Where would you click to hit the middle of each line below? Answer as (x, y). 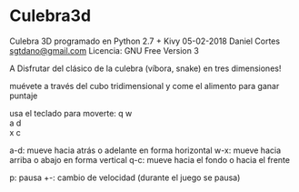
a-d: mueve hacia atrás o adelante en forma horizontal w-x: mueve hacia (145, 150)
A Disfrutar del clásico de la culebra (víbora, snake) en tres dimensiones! (145, 68)
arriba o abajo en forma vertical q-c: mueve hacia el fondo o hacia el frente (150, 159)
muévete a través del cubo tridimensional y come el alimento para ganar (145, 86)
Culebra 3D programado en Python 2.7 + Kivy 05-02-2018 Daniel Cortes (145, 41)
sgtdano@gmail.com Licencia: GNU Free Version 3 (105, 50)
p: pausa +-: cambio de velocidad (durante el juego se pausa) (125, 177)
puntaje (24, 96)
